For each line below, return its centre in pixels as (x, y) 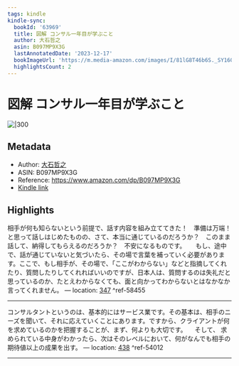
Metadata (29, 146)
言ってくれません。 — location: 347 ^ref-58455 (76, 290)
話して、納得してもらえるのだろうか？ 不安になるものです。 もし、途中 (117, 246)
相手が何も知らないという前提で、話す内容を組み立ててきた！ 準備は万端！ (119, 228)
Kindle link (33, 188)
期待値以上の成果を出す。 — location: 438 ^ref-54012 (85, 348)
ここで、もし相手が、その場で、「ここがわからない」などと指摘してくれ (123, 264)
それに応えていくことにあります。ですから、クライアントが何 (140, 321)
